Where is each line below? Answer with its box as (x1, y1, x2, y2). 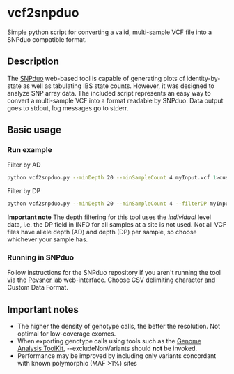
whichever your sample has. (7, 235, 88, 244)
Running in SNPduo (7, 253, 75, 262)
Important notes (7, 304, 79, 315)
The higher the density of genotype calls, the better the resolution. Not (17, 322, 221, 331)
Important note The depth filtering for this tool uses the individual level (7, 213, 211, 221)
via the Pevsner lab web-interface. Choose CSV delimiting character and (7, 276, 216, 284)
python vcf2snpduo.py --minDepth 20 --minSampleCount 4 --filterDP (7, 200, 208, 207)
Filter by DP (7, 187, 41, 195)
